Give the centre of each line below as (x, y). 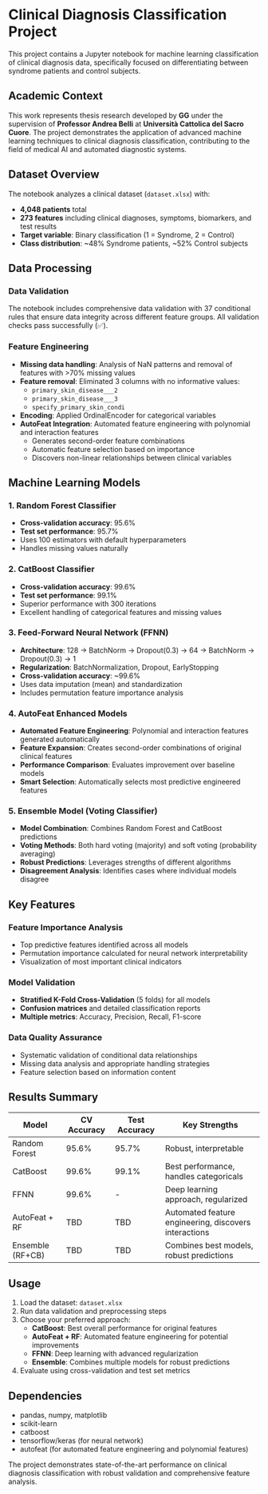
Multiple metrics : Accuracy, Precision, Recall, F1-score (110, 1017)
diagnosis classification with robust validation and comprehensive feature (129, 1473)
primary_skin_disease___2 (75, 390)
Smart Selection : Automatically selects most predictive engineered (130, 782)
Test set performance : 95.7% (69, 531)
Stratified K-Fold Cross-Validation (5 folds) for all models (115, 1000)
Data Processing (50, 268)
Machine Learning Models (75, 483)
